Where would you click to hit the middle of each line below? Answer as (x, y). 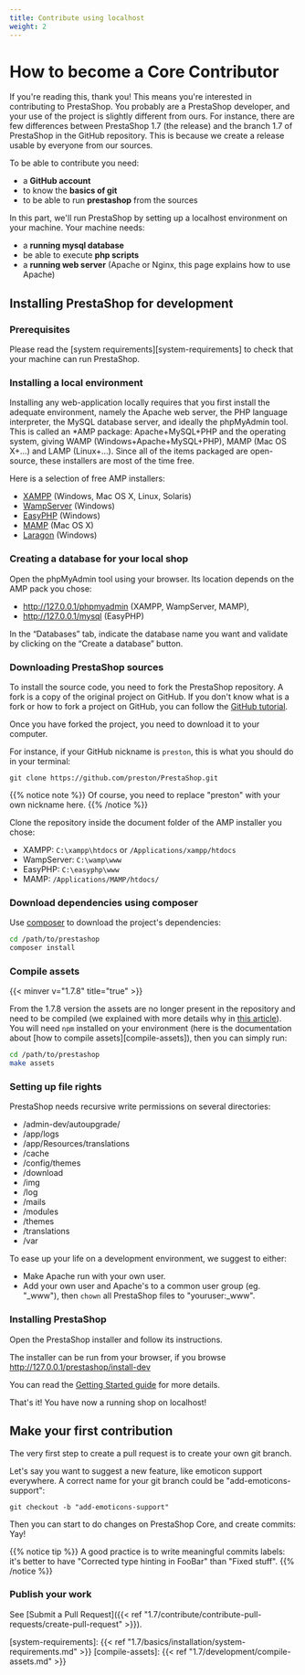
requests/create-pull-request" (66, 1624)
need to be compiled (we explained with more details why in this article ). (146, 1019)
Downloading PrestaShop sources (87, 667)
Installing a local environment (76, 383)
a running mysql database (74, 245)
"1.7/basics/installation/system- (187, 1641)
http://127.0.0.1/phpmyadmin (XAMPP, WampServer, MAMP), (136, 606)
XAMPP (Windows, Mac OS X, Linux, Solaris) (107, 496)
